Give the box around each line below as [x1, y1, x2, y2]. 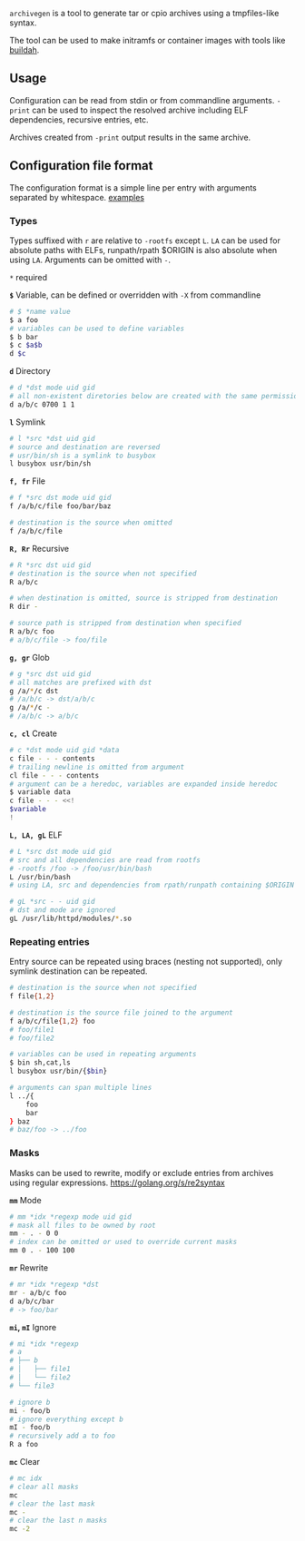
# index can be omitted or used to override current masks [9, 1238, 238, 1247]
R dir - [9, 603, 39, 612]
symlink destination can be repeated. [9, 966, 148, 977]
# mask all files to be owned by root [9, 1221, 156, 1230]
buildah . [9, 44, 40, 55]
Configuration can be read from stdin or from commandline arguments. [9, 94, 275, 105]
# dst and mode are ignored [9, 906, 116, 915]
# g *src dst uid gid [9, 669, 92, 679]
